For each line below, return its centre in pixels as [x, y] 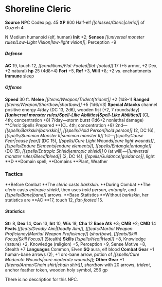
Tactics [14, 174]
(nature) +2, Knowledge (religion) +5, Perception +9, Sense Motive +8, [76, 244]
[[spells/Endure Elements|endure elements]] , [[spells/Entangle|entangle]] [78, 146]
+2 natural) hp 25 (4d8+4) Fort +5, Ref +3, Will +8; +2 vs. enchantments [78, 71]
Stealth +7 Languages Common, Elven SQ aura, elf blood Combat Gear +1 [80, 250]
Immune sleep [19, 76]
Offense [13, 87]
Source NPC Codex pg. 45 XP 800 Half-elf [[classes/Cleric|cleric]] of [75, 22]
